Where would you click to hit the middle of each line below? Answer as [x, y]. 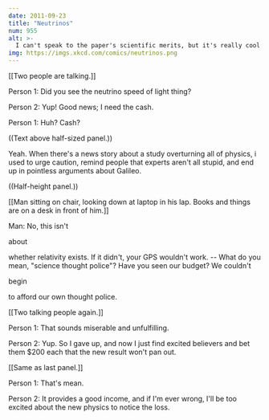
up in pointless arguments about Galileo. [75, 171]
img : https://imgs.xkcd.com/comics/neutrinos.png [93, 53]
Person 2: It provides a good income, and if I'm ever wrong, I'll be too [122, 399]
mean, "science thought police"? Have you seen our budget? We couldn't [130, 265]
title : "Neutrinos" [41, 23]
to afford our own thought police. [63, 297]
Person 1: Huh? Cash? [44, 122]
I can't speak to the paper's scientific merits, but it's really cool [138, 46]
